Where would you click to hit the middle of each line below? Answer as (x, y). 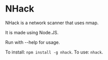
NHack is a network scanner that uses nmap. (52, 23)
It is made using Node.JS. (32, 32)
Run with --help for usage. (33, 42)
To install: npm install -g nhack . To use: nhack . (54, 52)
